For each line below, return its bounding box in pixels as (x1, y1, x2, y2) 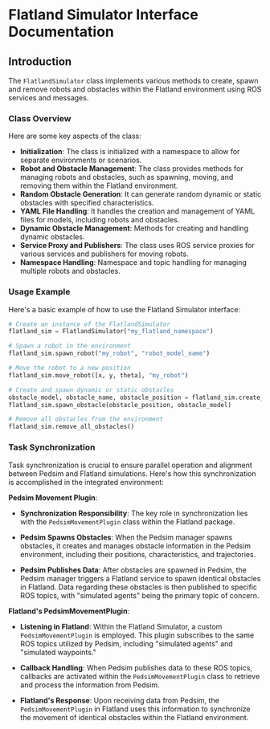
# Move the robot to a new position (8, 364, 131, 373)
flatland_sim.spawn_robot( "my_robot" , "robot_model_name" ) (8, 349, 211, 358)
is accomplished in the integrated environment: (8, 477, 165, 487)
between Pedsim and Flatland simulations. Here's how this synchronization (8, 468, 256, 479)
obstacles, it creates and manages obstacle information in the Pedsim (19, 540, 252, 551)
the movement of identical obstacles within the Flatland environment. (19, 712, 249, 722)
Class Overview (8, 112, 72, 124)
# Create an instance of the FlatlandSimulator (8, 320, 171, 328)
